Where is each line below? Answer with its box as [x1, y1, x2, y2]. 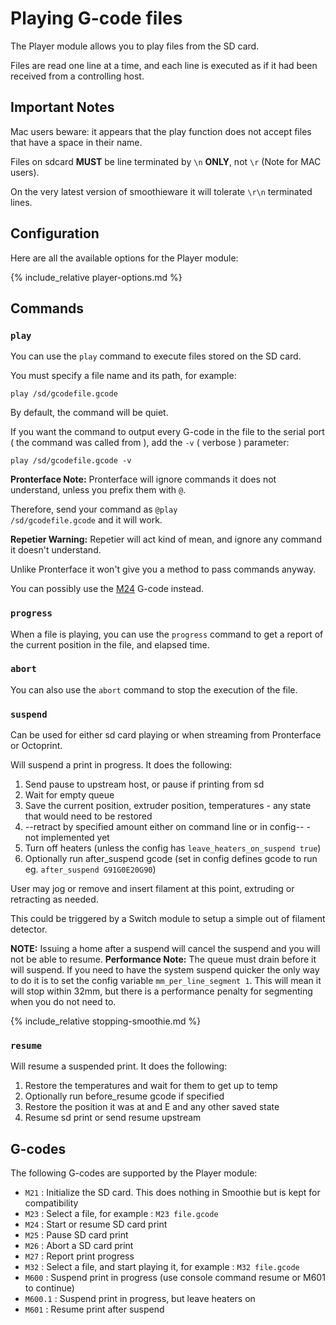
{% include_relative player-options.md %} [10, 271, 183, 283]
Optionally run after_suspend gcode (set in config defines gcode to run [24, 853, 318, 865]
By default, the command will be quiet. [10, 407, 169, 419]
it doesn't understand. [10, 544, 102, 556]
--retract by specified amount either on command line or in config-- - [24, 821, 311, 833]
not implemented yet [24, 832, 110, 844]
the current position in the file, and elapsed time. [10, 638, 210, 651]
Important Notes [10, 99, 115, 116]
